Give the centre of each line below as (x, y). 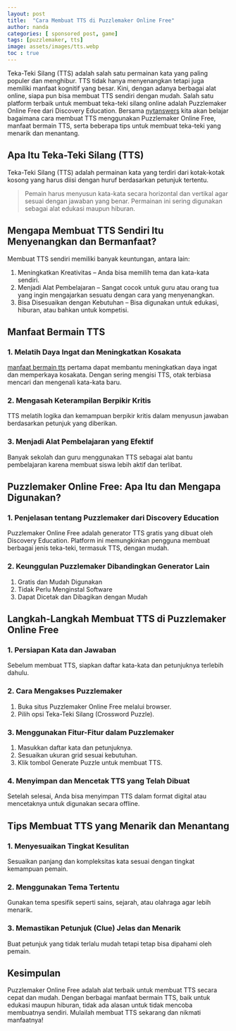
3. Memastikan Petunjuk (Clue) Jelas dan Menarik (94, 928)
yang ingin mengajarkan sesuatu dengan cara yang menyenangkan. (116, 295)
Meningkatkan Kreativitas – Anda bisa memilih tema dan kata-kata (113, 272)
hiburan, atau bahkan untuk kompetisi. (73, 310)
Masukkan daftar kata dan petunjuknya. (75, 748)
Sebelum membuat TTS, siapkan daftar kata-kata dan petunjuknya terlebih (116, 665)
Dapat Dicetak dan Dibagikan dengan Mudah (82, 597)
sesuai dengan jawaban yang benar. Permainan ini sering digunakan (124, 201)
